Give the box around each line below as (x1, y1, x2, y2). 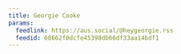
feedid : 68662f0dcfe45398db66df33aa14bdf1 (15, 33, 159, 42)
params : (8, 19, 34, 27)
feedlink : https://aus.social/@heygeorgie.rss (15, 26, 174, 34)
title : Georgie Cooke (8, 11, 81, 20)
